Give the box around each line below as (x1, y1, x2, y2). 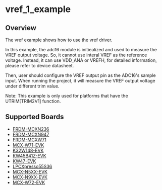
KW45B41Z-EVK (12, 152, 46, 159)
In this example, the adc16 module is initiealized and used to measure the (5, 47, 157, 52)
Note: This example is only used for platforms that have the (5, 93, 128, 99)
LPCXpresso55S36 (12, 163, 52, 169)
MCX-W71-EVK (12, 142, 44, 148)
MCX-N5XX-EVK (12, 168, 48, 174)
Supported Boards (5, 113, 64, 121)
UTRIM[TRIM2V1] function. (5, 98, 61, 104)
